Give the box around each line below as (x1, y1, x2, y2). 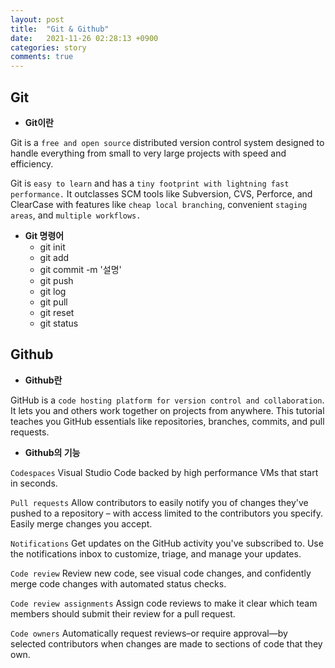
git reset (39, 306, 75, 318)
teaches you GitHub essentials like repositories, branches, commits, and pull (10, 415, 325, 427)
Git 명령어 (24, 229, 65, 241)
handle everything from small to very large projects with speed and (10, 147, 287, 159)
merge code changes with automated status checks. (10, 577, 227, 590)
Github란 (24, 374, 63, 386)
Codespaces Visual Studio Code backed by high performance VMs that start (10, 466, 319, 478)
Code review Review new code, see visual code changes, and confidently (10, 567, 312, 579)
